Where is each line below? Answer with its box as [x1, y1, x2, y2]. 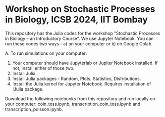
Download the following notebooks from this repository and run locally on [5, 95, 155, 102]
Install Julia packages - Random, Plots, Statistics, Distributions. [12, 76, 141, 81]
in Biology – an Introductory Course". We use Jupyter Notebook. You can [5, 36, 154, 41]
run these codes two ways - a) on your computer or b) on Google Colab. [5, 40, 153, 46]
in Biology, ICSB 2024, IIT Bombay [5, 14, 148, 25]
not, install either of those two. [12, 65, 75, 71]
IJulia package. [12, 86, 44, 92]
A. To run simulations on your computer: [5, 50, 87, 56]
